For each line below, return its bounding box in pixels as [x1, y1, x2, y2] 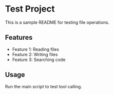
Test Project [5, 3, 55, 15]
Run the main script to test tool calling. [5, 83, 82, 89]
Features [5, 33, 33, 42]
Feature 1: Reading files [12, 46, 59, 52]
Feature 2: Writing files [12, 51, 58, 57]
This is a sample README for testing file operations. [5, 19, 110, 25]
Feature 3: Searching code [12, 57, 66, 63]
